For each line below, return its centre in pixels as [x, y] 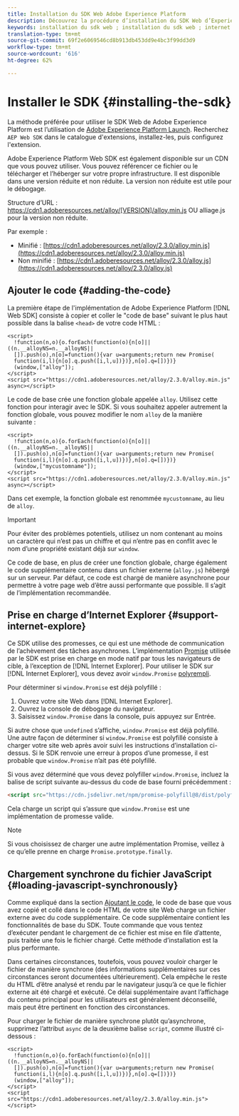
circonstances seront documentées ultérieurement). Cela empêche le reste [117, 977]
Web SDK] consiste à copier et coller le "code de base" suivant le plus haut [117, 315]
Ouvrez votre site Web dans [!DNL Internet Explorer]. [95, 701]
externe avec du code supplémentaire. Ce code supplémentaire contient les [118, 917]
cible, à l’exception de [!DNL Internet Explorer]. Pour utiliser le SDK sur [110, 666]
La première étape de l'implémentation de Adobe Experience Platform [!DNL [119, 308]
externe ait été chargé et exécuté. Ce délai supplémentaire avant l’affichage [118, 992]
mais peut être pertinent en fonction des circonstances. [89, 1007]
